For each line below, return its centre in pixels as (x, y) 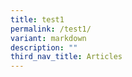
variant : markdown (48, 38)
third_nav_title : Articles (66, 57)
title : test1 (37, 19)
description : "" (44, 47)
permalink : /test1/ (51, 29)
